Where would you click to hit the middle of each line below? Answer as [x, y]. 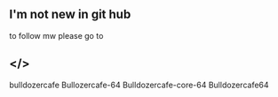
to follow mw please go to [56, 35]
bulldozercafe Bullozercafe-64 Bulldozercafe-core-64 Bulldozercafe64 [139, 85]
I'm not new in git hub [70, 15]
